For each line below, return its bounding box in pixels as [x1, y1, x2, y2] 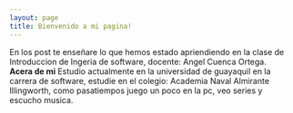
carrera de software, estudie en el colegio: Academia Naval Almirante [9, 75, 270, 86]
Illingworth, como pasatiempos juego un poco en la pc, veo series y [9, 85, 263, 96]
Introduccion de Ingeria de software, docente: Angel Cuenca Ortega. [9, 56, 267, 67]
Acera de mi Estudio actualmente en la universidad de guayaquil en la [9, 65, 271, 77]
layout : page [9, 13, 59, 23]
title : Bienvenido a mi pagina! [9, 22, 132, 31]
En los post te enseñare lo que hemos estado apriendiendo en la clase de [9, 46, 285, 57]
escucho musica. [9, 94, 74, 105]
